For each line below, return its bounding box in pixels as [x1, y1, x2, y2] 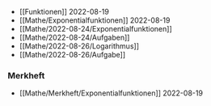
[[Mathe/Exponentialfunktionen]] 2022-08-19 [19, 15, 171, 25]
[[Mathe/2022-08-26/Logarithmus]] [19, 41, 139, 51]
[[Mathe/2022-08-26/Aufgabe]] [19, 50, 126, 59]
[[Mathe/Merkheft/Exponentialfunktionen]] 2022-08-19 [19, 88, 204, 98]
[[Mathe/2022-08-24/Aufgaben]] [19, 32, 130, 42]
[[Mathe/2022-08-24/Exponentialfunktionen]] [19, 24, 172, 33]
